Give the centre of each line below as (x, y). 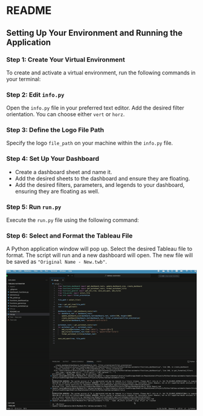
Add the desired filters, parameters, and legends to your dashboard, (100, 184)
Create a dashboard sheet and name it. (63, 172)
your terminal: (24, 79)
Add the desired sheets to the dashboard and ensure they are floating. (102, 178)
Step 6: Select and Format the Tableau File (69, 235)
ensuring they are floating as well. (57, 191)
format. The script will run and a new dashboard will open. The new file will (100, 255)
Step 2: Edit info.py (35, 94)
